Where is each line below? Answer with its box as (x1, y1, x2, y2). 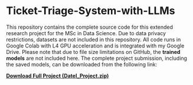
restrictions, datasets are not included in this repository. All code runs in (6, 36, 181, 43)
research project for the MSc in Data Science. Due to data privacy (6, 29, 166, 36)
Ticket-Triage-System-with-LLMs (6, 4, 175, 18)
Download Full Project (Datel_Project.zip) (6, 72, 109, 79)
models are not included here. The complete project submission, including (6, 55, 188, 62)
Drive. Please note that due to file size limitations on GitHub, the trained (6, 48, 181, 55)
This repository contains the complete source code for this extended (6, 23, 173, 30)
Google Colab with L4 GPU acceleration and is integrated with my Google (6, 42, 185, 49)
